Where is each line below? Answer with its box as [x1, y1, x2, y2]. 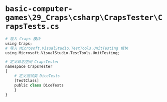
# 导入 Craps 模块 [5, 36, 41, 41]
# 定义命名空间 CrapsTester [5, 59, 59, 64]
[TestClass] [14, 78, 39, 83]
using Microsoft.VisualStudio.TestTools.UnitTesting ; [5, 50, 120, 55]
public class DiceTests [14, 82, 64, 88]
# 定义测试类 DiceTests [14, 73, 60, 79]
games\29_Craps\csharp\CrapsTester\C [5, 13, 163, 23]
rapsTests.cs [5, 22, 59, 31]
